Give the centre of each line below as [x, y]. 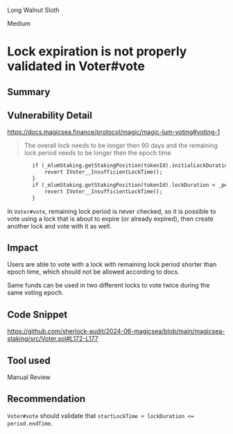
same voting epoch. [35, 293]
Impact [23, 248]
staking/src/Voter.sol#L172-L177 [53, 339]
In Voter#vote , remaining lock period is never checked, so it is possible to [112, 211]
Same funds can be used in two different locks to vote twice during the [109, 285]
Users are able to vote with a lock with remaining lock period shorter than [112, 265]
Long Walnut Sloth [34, 10]
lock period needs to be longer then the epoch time [97, 153]
